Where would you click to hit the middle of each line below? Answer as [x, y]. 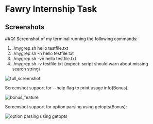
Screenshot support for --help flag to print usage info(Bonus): [67, 88]
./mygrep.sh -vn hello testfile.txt [44, 59]
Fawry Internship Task [51, 9]
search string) [26, 69]
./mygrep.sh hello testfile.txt [40, 48]
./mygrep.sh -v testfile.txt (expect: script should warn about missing [80, 64]
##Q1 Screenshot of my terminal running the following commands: [71, 39]
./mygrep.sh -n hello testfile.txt [43, 53]
